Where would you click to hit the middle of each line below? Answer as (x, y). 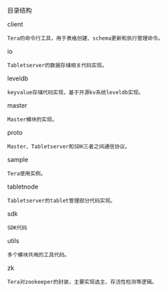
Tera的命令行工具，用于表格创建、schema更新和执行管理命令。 (85, 38)
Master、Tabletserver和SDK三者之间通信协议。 (69, 147)
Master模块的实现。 (32, 119)
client (15, 24)
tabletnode (23, 187)
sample (18, 160)
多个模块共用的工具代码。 (38, 255)
